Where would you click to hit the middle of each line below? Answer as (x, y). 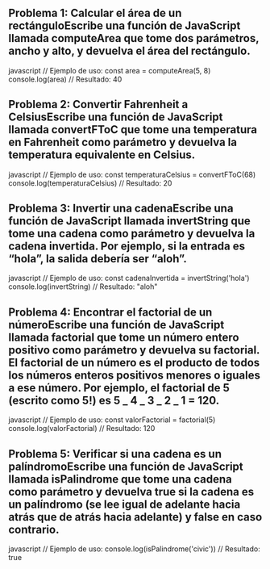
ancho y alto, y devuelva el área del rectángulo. (130, 51)
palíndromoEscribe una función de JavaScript (126, 466)
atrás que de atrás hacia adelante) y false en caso (135, 517)
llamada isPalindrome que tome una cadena (120, 479)
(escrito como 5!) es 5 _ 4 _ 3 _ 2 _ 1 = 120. (114, 400)
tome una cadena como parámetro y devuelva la (132, 234)
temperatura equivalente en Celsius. (102, 155)
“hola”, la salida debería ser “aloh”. (98, 259)
